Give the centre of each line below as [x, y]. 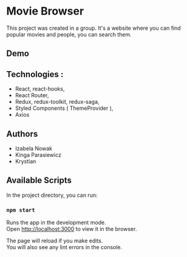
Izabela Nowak [34, 148]
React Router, [32, 95]
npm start [21, 210]
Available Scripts [39, 180]
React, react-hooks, [40, 89]
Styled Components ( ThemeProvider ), [64, 108]
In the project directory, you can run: [52, 195]
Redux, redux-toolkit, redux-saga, [57, 102]
